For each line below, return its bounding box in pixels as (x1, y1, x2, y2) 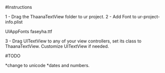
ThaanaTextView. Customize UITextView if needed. (5, 43, 109, 49)
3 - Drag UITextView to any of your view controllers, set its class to (5, 38, 142, 44)
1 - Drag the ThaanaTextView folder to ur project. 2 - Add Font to (5, 14, 137, 19)
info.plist (5, 19, 23, 25)
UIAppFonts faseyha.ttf (5, 29, 53, 34)
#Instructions (5, 4, 32, 10)
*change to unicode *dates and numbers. (5, 63, 90, 68)
